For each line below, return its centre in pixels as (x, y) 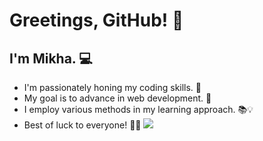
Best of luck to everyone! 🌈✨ (82, 125)
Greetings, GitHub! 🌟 (96, 20)
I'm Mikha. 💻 (51, 58)
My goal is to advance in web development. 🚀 (117, 98)
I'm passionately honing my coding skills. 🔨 (112, 87)
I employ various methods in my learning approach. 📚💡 (138, 109)
